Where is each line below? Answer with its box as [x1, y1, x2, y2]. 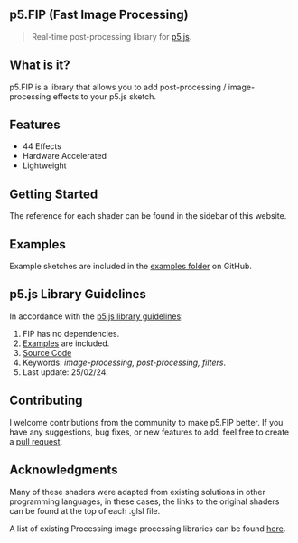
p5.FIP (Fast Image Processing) [9, 7, 190, 23]
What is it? [9, 58, 70, 73]
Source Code [22, 347, 72, 358]
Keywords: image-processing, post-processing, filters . [22, 357, 227, 368]
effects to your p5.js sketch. [52, 90, 156, 102]
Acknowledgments [9, 463, 119, 478]
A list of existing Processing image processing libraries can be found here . [9, 523, 286, 534]
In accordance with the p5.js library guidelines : [9, 311, 183, 322]
